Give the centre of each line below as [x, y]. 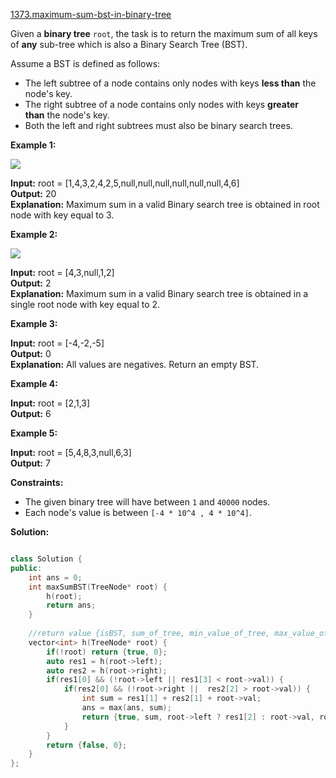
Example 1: [33, 145]
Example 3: [34, 323]
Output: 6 [31, 413]
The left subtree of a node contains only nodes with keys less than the [170, 83]
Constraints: [37, 482]
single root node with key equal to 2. [85, 304]
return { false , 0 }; [87, 745]
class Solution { [46, 559]
